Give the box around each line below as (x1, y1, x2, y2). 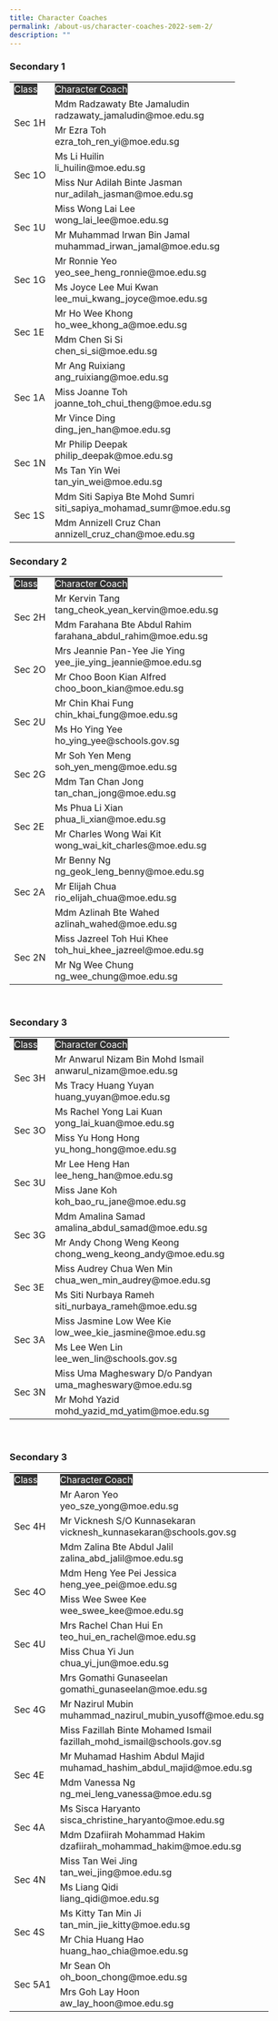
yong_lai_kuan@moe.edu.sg (54, 1117, 175, 1130)
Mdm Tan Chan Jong (54, 775, 144, 787)
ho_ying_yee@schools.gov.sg (54, 734, 180, 746)
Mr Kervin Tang (54, 592, 121, 604)
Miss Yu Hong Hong (54, 1132, 140, 1144)
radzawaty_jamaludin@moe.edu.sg (54, 108, 204, 121)
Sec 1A (14, 391, 45, 403)
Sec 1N (14, 456, 46, 469)
